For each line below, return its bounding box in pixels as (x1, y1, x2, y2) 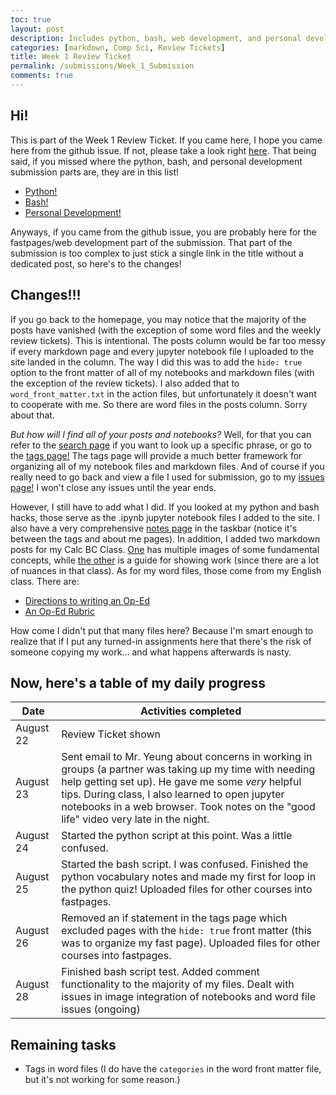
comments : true (10, 71, 74, 81)
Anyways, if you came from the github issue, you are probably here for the (10, 226, 317, 238)
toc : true (10, 14, 52, 25)
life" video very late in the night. (61, 812, 210, 826)
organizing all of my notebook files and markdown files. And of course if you (10, 460, 325, 472)
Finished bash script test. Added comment (61, 965, 260, 979)
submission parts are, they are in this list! (10, 166, 180, 178)
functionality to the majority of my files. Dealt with (61, 977, 295, 991)
